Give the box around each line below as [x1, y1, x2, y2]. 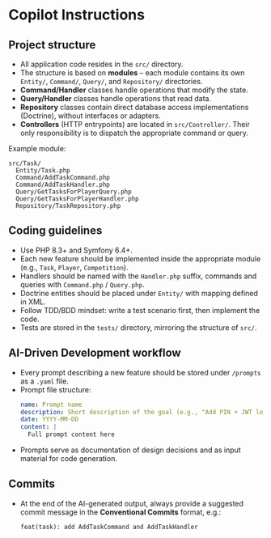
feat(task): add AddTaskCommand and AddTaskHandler [19, 523, 198, 531]
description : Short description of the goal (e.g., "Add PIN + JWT [19, 408, 252, 416]
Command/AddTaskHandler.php [15, 180, 111, 189]
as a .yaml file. [19, 376, 69, 386]
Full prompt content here [28, 430, 115, 438]
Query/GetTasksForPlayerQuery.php [15, 188, 132, 196]
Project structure [8, 38, 96, 52]
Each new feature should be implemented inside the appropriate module [19, 253, 261, 264]
